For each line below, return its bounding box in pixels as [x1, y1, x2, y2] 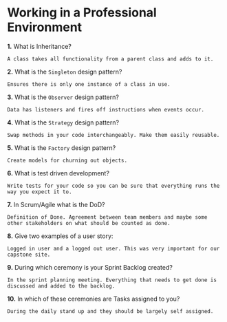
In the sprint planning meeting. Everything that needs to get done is [7, 277, 217, 283]
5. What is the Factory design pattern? [7, 143, 116, 152]
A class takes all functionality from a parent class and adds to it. [7, 55, 214, 63]
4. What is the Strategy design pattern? [7, 118, 119, 127]
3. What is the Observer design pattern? [7, 93, 119, 101]
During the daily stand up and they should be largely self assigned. [7, 308, 214, 314]
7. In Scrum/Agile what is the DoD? [7, 200, 105, 208]
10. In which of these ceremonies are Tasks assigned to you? [7, 294, 180, 303]
